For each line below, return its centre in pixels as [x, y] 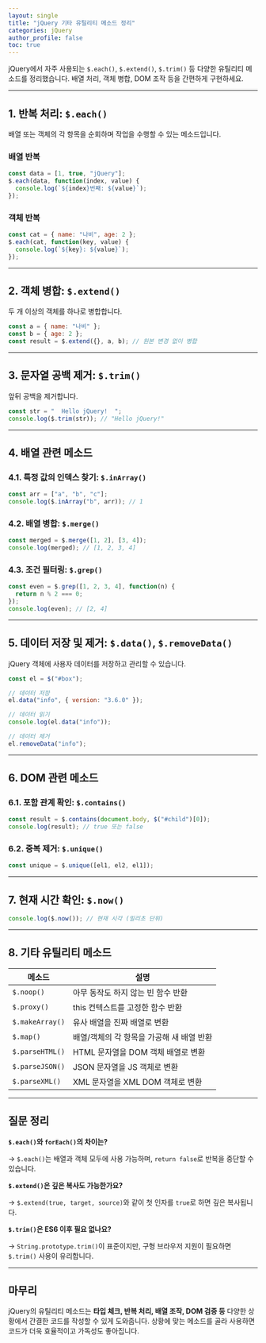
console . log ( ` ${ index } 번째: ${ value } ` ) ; [81, 188]
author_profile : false [46, 38]
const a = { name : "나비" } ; [55, 326]
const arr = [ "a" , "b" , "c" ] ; [58, 494]
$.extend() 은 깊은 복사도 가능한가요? [66, 1185]
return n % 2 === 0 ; [49, 594]
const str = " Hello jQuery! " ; [65, 411]
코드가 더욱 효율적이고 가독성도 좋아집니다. [74, 1331]
